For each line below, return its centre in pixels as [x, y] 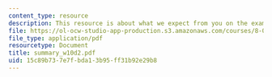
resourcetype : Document [49, 46]
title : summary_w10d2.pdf [52, 53]
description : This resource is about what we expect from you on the [128, 23]
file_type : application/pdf [56, 38]
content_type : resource [49, 16]
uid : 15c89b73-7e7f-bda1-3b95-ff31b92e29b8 [83, 61]
